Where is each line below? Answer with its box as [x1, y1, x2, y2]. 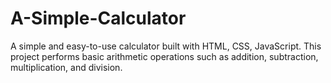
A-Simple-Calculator [10, 7, 187, 30]
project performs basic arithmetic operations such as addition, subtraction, [10, 50, 319, 62]
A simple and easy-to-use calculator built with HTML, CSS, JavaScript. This [10, 40, 322, 52]
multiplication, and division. [10, 61, 123, 73]
